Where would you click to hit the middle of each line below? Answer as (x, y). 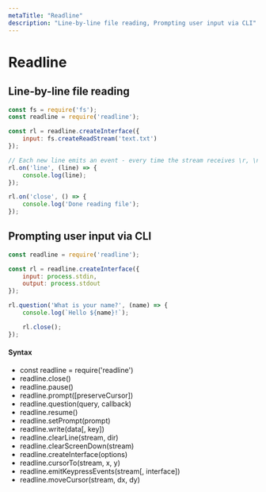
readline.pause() (46, 386)
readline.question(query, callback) (76, 404)
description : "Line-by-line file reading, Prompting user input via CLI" (133, 23)
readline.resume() (49, 412)
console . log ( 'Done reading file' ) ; (81, 204)
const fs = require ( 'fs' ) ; (53, 110)
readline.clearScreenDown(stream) (77, 446)
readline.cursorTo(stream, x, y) (70, 463)
